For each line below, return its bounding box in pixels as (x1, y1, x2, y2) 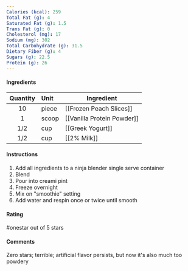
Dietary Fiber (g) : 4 (6, 49, 61, 55)
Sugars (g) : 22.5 (6, 54, 50, 60)
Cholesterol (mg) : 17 (6, 32, 61, 38)
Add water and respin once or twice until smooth (15, 196, 138, 204)
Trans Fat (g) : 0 (6, 26, 50, 32)
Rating (6, 210, 23, 218)
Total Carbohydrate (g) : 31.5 (6, 43, 83, 49)
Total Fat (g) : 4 (6, 15, 50, 21)
